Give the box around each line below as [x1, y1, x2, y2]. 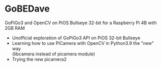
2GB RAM [5, 25, 25, 31]
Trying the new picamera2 [12, 56, 67, 62]
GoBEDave [5, 3, 50, 15]
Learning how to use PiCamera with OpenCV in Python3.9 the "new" [12, 40, 154, 46]
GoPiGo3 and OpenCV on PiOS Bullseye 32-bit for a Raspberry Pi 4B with [5, 20, 157, 26]
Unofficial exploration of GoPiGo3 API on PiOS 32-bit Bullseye [12, 35, 140, 41]
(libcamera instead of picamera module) [12, 51, 95, 57]
